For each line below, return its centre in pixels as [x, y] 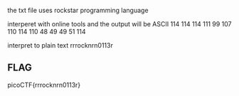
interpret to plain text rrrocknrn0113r [60, 45]
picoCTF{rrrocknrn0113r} [44, 85]
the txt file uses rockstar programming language [78, 10]
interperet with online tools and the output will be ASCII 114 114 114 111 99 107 [120, 24]
